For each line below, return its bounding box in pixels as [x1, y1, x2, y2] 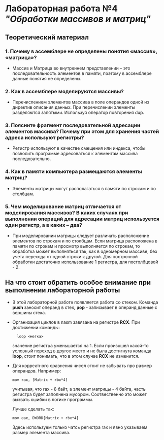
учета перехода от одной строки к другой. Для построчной [12, 254, 138, 260]
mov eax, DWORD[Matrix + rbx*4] [12, 415, 79, 420]
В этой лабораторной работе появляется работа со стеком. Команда [12, 299, 159, 305]
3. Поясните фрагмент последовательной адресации [5, 122, 140, 129]
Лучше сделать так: [12, 406, 54, 412]
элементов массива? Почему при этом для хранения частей [5, 128, 159, 135]
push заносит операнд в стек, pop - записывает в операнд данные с [12, 304, 158, 310]
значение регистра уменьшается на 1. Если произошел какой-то [12, 342, 149, 348]
